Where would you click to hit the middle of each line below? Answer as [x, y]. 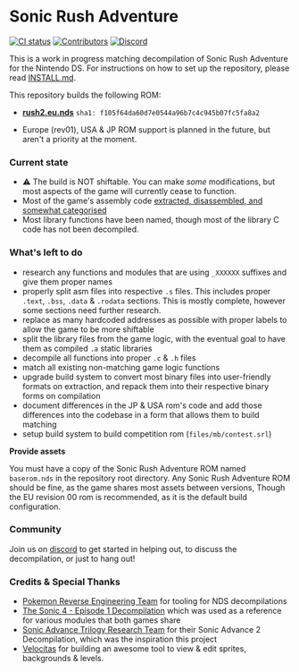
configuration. [35, 506]
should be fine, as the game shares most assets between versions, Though [147, 487]
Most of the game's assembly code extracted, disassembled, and [142, 201]
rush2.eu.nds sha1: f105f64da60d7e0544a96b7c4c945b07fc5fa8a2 [141, 112]
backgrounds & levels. [63, 659]
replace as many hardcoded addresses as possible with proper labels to [154, 319]
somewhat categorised [64, 210]
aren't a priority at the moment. [79, 139]
